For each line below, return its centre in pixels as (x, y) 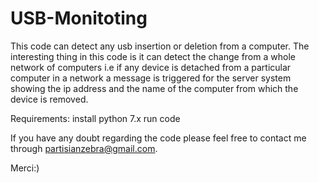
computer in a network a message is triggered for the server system (151, 78)
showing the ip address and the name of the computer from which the (154, 88)
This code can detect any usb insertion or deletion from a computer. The (160, 46)
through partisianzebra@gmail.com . (84, 148)
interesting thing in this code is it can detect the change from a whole (153, 56)
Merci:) (25, 168)
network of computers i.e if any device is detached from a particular (151, 67)
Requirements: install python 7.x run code (95, 118)
